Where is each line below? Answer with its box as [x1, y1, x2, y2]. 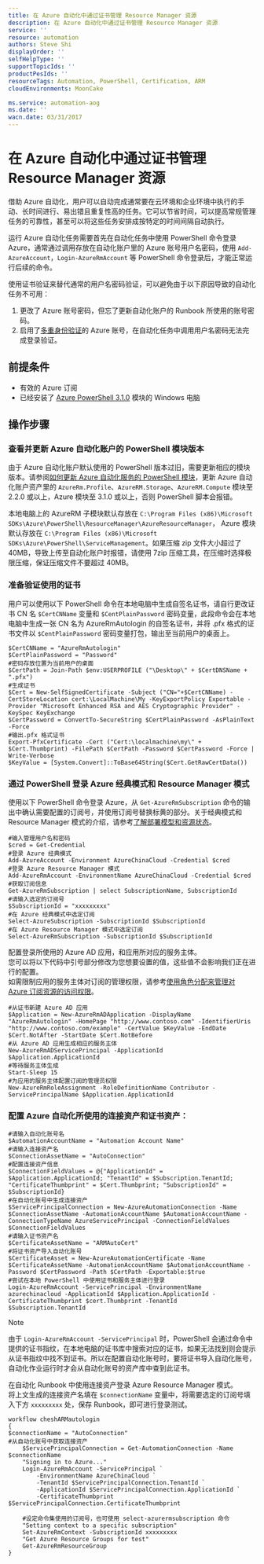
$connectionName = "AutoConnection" [8, 1430, 128, 1437]
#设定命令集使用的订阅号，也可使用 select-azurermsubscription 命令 [22, 1514, 230, 1523]
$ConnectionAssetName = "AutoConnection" [8, 1152, 146, 1160]
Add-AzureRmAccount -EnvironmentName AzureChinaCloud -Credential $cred [8, 872, 251, 880]
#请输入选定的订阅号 [8, 895, 65, 904]
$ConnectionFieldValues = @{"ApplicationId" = [8, 1168, 163, 1176]
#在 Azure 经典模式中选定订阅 [8, 911, 96, 919]
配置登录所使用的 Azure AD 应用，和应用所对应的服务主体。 [8, 948, 202, 957]
